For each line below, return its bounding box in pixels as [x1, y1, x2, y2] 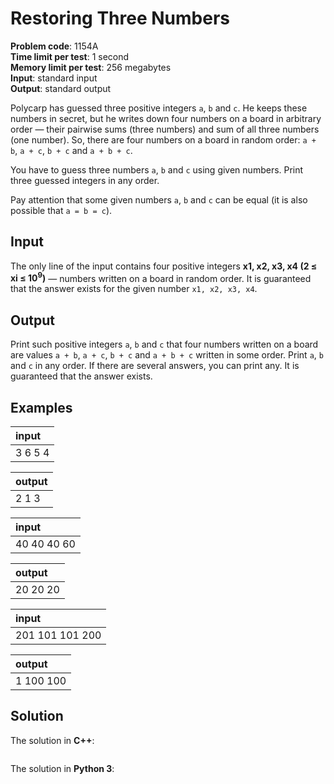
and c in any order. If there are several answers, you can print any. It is [10, 360, 300, 372]
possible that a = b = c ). [10, 204, 113, 216]
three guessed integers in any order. [10, 174, 160, 186]
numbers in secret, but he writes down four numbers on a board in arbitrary [10, 112, 322, 124]
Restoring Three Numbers [10, 7, 230, 30]
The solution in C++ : [10, 734, 95, 746]
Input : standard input [10, 72, 98, 84]
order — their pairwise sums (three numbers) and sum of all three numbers [10, 123, 320, 135]
